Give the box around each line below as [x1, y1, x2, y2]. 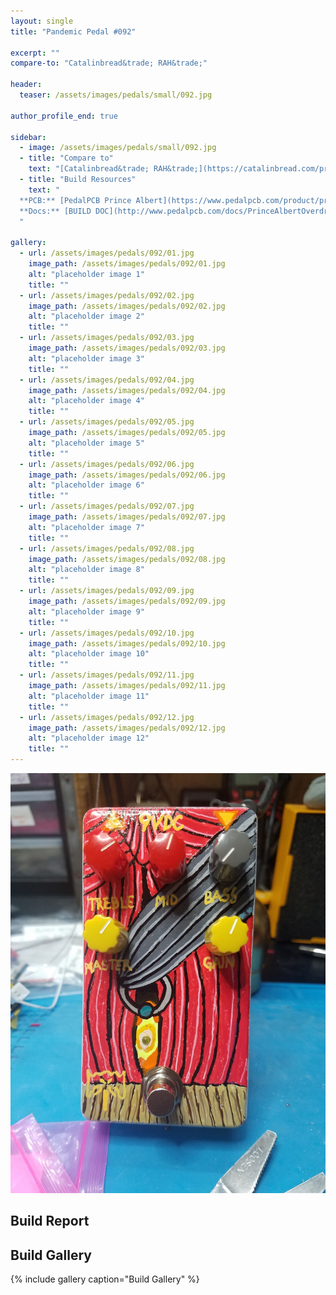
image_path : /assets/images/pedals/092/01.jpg [28, 259, 226, 269]
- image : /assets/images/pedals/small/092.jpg [19, 143, 217, 153]
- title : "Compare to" [19, 153, 114, 164]
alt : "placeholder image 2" [28, 311, 145, 322]
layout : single [10, 16, 74, 26]
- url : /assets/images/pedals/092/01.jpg [19, 248, 195, 259]
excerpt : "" [10, 48, 60, 58]
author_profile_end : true [10, 111, 118, 121]
